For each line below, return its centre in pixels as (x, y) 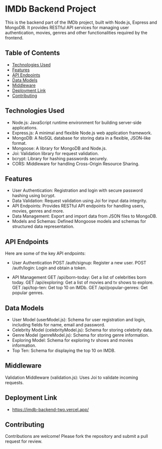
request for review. (24, 441)
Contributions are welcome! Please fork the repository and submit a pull (77, 436)
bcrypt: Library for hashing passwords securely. (60, 158)
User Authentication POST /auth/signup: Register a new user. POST (79, 263)
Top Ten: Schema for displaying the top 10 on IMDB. (64, 350)
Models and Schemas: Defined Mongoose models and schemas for (79, 221)
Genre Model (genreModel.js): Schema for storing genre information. (81, 335)
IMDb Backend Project (51, 9)
